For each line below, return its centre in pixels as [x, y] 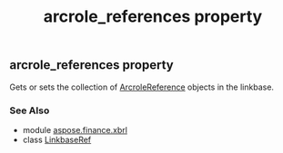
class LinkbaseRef [57, 139]
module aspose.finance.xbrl [75, 129]
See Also [30, 110]
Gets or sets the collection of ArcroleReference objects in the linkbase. [142, 87]
